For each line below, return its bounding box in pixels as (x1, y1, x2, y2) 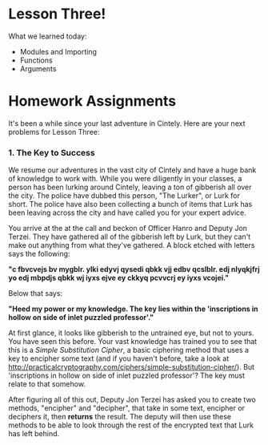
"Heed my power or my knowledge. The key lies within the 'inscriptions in (8, 304, 258, 314)
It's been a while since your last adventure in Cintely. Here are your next (8, 118, 246, 128)
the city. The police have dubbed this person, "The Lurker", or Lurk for (8, 191, 240, 200)
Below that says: (8, 289, 62, 298)
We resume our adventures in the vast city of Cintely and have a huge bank (8, 165, 257, 175)
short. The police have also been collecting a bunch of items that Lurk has (8, 200, 253, 209)
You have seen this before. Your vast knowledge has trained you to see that (8, 337, 258, 346)
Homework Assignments (8, 92, 177, 111)
